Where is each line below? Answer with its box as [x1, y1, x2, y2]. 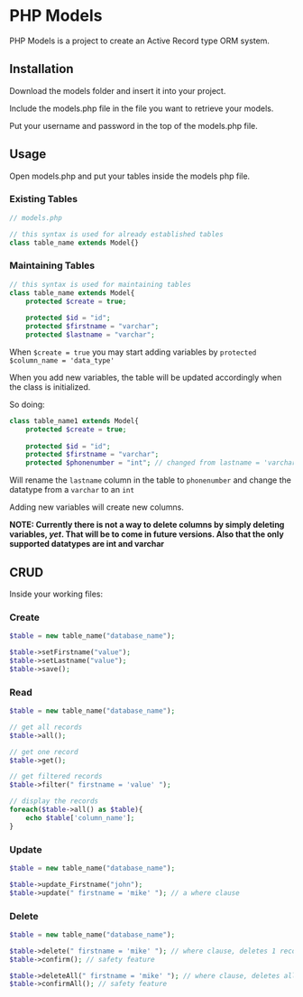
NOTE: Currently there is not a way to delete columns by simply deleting [9, 520, 285, 531]
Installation [9, 61, 74, 77]
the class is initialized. [9, 381, 91, 392]
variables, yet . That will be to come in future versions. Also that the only [9, 529, 284, 540]
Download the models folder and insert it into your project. [9, 85, 226, 96]
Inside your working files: [9, 588, 104, 599]
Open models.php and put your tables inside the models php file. [9, 171, 251, 181]
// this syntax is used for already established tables [9, 229, 224, 239]
